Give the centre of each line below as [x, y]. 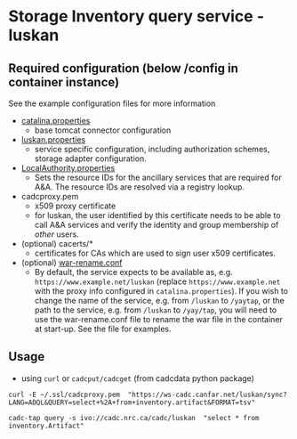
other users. [56, 234]
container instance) [64, 82]
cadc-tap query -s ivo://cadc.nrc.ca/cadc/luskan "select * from [134, 418]
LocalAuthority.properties [68, 168]
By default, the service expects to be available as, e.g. [133, 272]
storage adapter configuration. [91, 159]
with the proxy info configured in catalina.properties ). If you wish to [161, 291]
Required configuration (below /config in [124, 68]
